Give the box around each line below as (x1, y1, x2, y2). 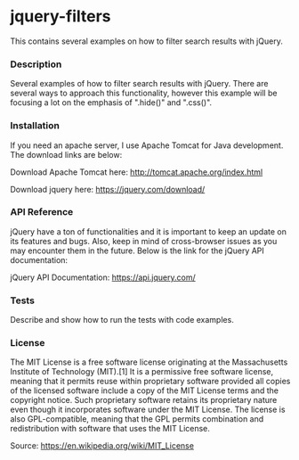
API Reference (10, 206, 74, 218)
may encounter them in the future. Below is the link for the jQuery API (10, 245, 265, 256)
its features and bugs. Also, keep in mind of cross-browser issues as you (10, 235, 278, 246)
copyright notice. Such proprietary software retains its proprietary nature (10, 395, 278, 406)
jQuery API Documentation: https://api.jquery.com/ (10, 272, 196, 283)
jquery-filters (10, 6, 111, 27)
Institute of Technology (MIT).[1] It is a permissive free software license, (10, 366, 274, 377)
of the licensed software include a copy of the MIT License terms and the (10, 385, 279, 396)
